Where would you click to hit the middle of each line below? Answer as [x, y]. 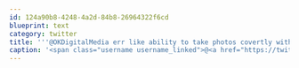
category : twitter [43, 34]
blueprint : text [39, 26]
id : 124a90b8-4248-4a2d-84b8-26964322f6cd [89, 17]
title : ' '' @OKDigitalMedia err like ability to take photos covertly [141, 42]
